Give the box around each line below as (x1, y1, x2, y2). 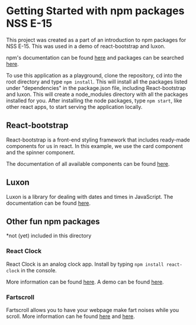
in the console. (20, 266, 57, 273)
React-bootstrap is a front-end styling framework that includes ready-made (6, 136, 191, 143)
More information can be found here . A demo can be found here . (6, 278, 164, 285)
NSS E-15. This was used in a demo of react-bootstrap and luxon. (6, 43, 166, 50)
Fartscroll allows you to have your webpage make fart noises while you (6, 306, 179, 313)
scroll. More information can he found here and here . (6, 313, 135, 320)
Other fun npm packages (6, 216, 100, 226)
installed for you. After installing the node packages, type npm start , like (6, 96, 182, 104)
